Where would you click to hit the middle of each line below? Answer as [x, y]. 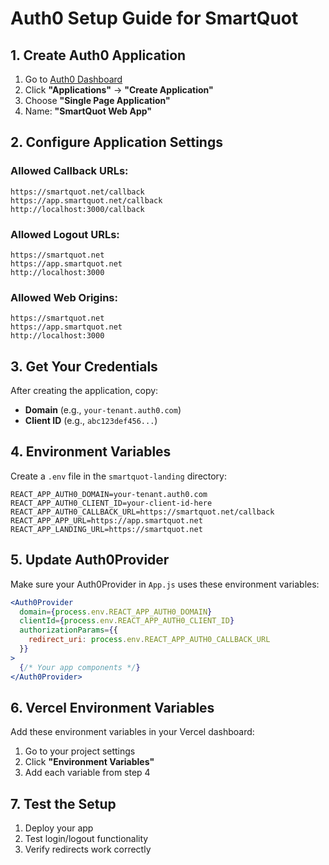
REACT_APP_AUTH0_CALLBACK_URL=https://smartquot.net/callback [142, 512]
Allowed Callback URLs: [69, 171]
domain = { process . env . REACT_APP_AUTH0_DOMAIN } [116, 612]
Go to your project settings [80, 751]
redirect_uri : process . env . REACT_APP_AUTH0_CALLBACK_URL [149, 640]
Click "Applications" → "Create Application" [119, 90]
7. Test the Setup [63, 803]
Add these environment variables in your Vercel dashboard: [132, 732]
